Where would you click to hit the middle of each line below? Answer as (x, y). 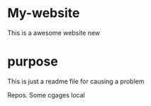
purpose (33, 62)
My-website (44, 13)
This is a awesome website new (54, 33)
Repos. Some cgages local (46, 95)
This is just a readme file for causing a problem (76, 81)
